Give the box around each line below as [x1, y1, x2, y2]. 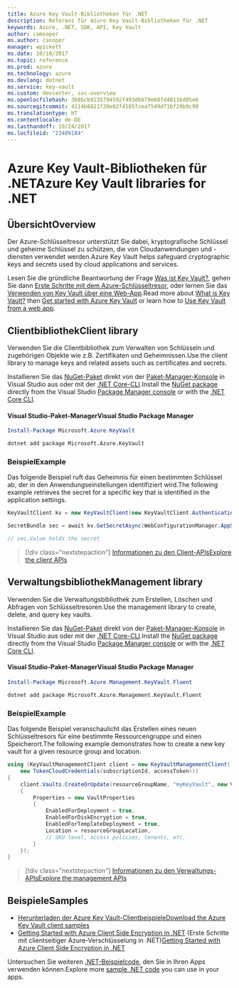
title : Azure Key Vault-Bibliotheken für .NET [7, 10, 148, 18]
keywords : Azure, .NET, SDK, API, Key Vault [7, 23, 142, 31]
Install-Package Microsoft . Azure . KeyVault [7, 427, 135, 435]
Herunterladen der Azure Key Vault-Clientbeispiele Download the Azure [17, 913, 226, 922]
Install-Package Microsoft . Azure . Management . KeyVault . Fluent [7, 679, 193, 686]
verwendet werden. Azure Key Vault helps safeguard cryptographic [34, 253, 230, 261]
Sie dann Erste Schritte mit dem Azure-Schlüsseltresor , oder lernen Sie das [7, 282, 228, 290]
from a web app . [7, 304, 55, 313]
